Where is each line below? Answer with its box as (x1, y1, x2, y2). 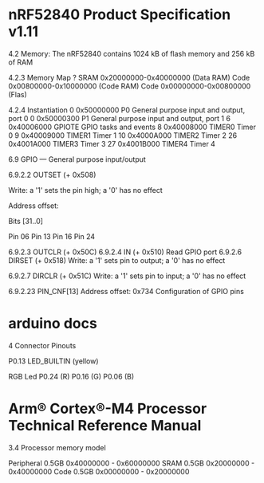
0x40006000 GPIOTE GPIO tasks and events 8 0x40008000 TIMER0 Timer (8, 122, 257, 132)
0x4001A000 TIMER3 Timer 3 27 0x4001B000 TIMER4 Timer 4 (8, 139, 215, 148)
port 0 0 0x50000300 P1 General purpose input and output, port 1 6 (8, 113, 231, 123)
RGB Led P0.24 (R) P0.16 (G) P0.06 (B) (8, 371, 135, 381)
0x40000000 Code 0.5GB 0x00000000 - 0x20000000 (8, 466, 190, 476)
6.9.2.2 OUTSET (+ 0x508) (8, 170, 97, 179)
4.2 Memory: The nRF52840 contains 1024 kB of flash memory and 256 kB (8, 49, 255, 58)
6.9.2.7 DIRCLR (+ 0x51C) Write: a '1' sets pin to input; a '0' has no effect (8, 271, 246, 281)
